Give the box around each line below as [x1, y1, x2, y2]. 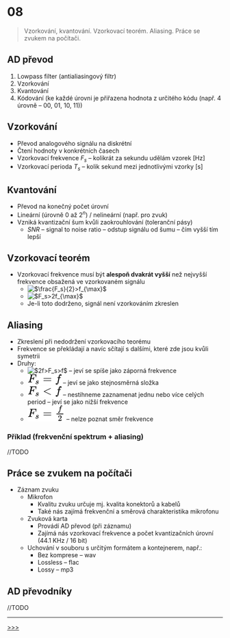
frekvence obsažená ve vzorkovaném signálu [16, 278, 145, 286]
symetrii [16, 352, 40, 360]
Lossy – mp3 [37, 565, 74, 574]
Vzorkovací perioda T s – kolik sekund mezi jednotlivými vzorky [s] [16, 162, 203, 173]
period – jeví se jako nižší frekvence [27, 398, 129, 406]
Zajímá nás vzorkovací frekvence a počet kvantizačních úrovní [37, 529, 214, 537]
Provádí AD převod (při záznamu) [37, 522, 132, 531]
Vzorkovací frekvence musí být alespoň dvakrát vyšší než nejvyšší [16, 270, 207, 279]
